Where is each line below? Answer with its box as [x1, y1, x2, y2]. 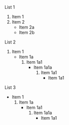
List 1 [4, 4, 15, 10]
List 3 [4, 84, 16, 90]
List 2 [4, 39, 16, 45]
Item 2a [19, 24, 35, 30]
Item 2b [19, 30, 35, 35]
